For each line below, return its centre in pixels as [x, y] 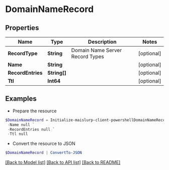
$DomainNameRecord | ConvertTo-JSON [44, 153]
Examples [21, 99]
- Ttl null [18, 134]
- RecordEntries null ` [31, 129]
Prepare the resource [34, 111]
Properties [22, 28]
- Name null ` [21, 125]
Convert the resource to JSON [44, 143]
